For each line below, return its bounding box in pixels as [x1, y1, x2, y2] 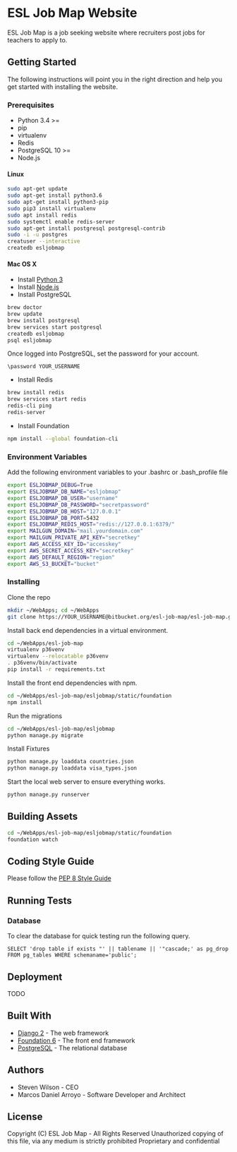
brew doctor [7, 304, 42, 311]
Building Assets [7, 811, 78, 823]
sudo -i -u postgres [7, 231, 68, 238]
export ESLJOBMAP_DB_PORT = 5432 [7, 514, 99, 521]
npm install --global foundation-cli [7, 435, 119, 442]
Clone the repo [7, 593, 51, 601]
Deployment [7, 971, 63, 983]
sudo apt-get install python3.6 [7, 192, 102, 199]
